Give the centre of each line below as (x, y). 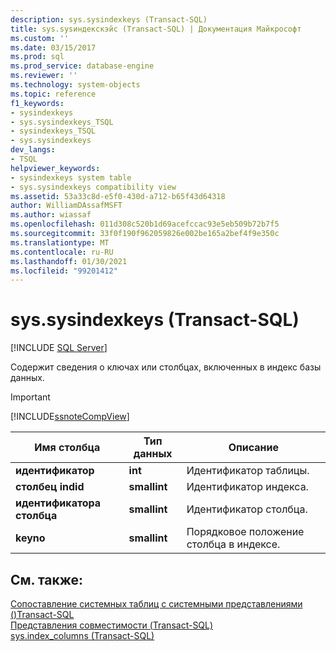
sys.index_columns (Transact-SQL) (82, 635)
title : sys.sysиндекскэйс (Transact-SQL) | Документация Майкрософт (156, 29)
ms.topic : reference (53, 94)
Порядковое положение (245, 532)
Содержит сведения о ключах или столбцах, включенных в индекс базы (166, 367)
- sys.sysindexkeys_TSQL (62, 122)
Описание (254, 448)
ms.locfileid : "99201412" (64, 271)
